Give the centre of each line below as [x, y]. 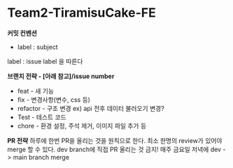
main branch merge [41, 157]
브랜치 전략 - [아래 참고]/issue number [61, 76]
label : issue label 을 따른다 [45, 61]
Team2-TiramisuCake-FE [82, 13]
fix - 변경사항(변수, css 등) [54, 100]
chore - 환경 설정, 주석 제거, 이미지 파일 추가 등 [82, 125]
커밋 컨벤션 [22, 33]
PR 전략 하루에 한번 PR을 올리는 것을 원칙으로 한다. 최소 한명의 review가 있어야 [115, 140]
